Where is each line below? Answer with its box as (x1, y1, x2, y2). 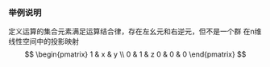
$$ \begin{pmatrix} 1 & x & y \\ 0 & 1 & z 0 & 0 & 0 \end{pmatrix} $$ (24, 49, 247, 59)
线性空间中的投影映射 (8, 37, 79, 46)
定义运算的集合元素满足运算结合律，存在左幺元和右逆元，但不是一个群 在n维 (8, 26, 262, 37)
